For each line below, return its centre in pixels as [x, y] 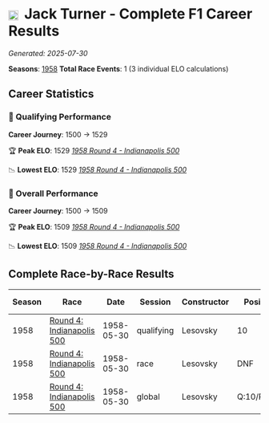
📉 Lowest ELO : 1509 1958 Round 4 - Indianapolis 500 [98, 246]
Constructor [205, 302]
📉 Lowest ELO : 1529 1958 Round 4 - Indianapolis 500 [98, 169]
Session [155, 302]
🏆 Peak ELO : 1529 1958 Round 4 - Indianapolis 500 [94, 150]
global [148, 397]
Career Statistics [51, 94]
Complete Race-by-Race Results [91, 274]
